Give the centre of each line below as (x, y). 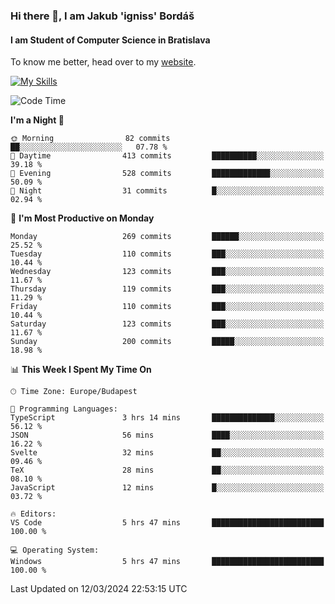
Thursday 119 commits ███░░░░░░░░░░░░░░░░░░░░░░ (167, 289)
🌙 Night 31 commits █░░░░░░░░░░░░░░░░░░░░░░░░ (167, 191)
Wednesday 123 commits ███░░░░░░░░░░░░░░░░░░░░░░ (167, 272)
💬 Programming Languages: (64, 409)
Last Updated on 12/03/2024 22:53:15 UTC (99, 589)
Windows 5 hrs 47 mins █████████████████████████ (167, 562)
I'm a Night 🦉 (37, 120)
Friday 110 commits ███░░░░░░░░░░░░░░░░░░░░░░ (167, 307)
